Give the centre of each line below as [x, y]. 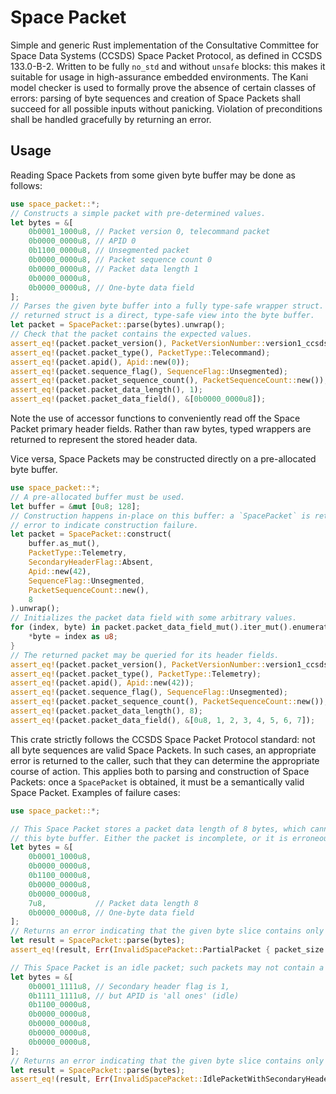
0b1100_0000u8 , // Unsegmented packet [109, 251]
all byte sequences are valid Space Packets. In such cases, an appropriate [163, 750]
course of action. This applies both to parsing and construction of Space [160, 771]
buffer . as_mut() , [64, 544]
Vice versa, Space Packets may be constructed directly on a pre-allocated [163, 459]
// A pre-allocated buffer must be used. [98, 497]
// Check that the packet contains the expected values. [131, 334]
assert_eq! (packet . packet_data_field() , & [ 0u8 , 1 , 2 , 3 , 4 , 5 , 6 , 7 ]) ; [163, 720]
